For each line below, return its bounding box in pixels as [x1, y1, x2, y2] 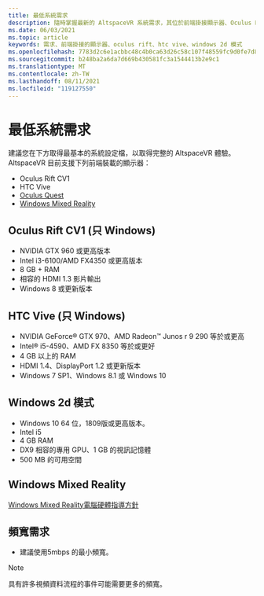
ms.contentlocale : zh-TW [8, 70, 90, 78]
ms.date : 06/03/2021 [8, 26, 76, 34]
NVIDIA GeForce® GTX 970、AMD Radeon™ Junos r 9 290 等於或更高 [19, 331, 245, 340]
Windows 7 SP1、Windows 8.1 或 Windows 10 [19, 370, 167, 380]
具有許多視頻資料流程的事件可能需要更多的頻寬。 [8, 579, 167, 589]
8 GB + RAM [19, 265, 60, 274]
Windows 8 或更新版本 [19, 284, 93, 293]
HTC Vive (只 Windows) [8, 309, 126, 322]
